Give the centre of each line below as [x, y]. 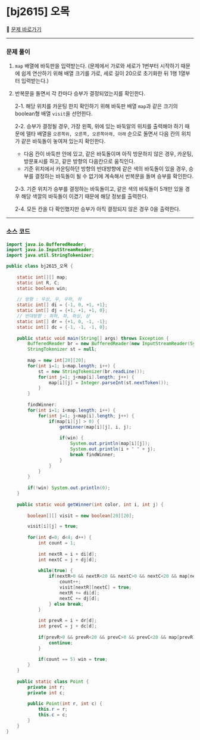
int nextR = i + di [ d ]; [67, 554]
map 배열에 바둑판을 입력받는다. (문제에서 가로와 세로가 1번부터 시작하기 [97, 66]
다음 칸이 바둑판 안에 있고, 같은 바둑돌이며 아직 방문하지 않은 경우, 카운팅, [108, 154]
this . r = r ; [53, 710]
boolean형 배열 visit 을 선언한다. [54, 114]
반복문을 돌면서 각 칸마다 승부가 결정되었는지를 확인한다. [80, 94]
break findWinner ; [93, 454]
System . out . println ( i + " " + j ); [113, 449]
